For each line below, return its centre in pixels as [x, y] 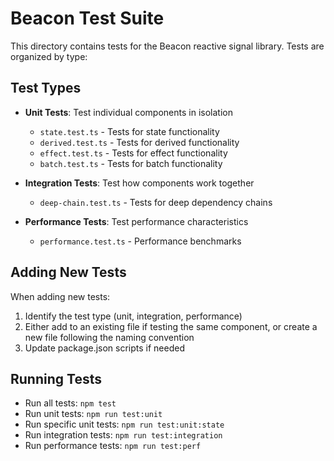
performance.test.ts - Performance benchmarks [140, 241]
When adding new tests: [60, 296]
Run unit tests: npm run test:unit [93, 414]
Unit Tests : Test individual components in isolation [128, 112]
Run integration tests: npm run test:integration [123, 435]
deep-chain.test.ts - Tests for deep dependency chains [156, 202]
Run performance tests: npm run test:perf [113, 446]
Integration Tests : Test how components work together [139, 183]
